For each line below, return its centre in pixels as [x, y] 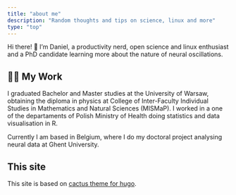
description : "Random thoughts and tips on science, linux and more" [112, 20]
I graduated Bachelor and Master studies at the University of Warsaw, [108, 94]
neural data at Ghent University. [54, 144]
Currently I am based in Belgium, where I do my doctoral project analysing [115, 137]
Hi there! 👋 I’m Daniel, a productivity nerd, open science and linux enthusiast [118, 47]
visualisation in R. [33, 123]
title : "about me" [34, 14]
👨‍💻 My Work [35, 76]
